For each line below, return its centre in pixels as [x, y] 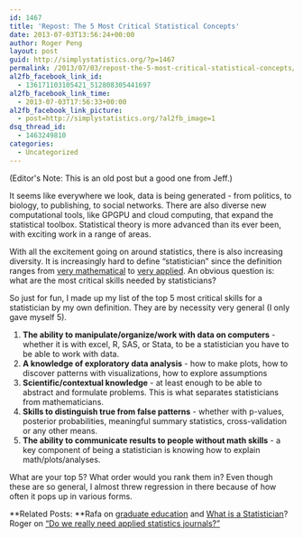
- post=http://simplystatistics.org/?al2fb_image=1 [117, 118]
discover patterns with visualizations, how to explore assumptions [145, 373]
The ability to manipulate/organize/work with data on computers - [149, 335]
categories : [32, 144]
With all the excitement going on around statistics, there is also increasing [146, 251]
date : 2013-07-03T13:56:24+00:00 [72, 34]
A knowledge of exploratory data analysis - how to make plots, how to [155, 363]
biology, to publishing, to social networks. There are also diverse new [138, 205]
